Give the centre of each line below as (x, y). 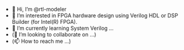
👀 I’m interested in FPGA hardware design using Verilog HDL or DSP (95, 15)
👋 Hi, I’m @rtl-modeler (39, 9)
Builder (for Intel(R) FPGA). (44, 22)
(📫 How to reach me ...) (41, 41)
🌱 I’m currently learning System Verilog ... (63, 28)
